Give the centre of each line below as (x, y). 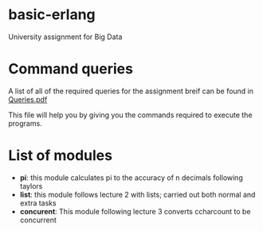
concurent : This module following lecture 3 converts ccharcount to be (135, 211)
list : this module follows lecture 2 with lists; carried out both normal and (137, 194)
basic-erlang (52, 15)
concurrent (38, 220)
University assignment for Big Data (65, 37)
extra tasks (38, 203)
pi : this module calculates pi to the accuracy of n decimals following (131, 178)
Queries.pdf (28, 99)
